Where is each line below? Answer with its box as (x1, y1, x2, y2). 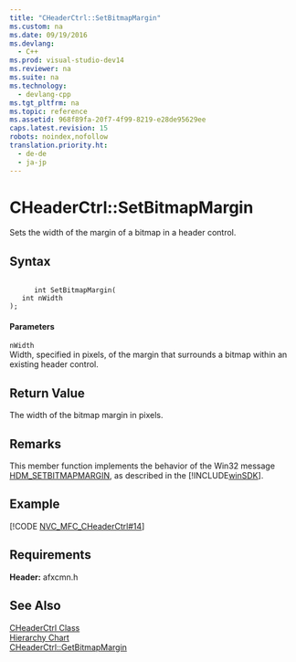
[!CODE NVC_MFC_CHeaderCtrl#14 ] (9, 520, 145, 531)
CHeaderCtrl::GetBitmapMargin (9, 641, 128, 653)
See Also (9, 598, 61, 614)
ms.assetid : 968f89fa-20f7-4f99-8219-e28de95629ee (9, 115, 206, 124)
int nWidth (21, 294, 64, 303)
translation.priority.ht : (9, 141, 108, 150)
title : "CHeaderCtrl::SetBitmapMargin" (9, 13, 162, 23)
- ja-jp (17, 157, 48, 167)
